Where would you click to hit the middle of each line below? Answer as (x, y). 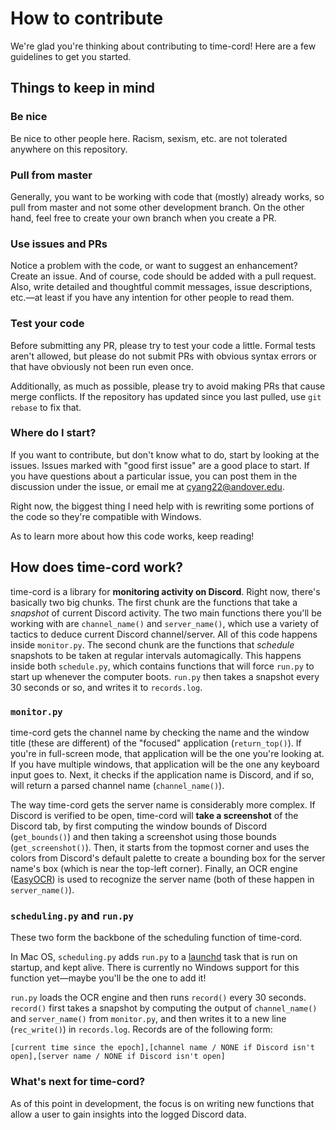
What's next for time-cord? (78, 1082)
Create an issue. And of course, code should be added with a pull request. (163, 276)
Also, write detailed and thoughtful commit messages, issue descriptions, (161, 287)
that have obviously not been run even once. (102, 366)
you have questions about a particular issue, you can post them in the (154, 476)
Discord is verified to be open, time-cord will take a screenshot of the (154, 815)
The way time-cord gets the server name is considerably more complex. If (163, 804)
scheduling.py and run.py (72, 915)
